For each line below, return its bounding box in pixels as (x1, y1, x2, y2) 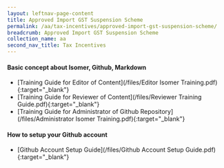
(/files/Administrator (17, 115, 74, 123)
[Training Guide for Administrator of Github (17, 108, 139, 116)
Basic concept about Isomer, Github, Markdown (7, 63, 147, 71)
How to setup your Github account (7, 130, 108, 139)
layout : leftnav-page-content (7, 10, 94, 17)
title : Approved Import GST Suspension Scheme (7, 16, 143, 23)
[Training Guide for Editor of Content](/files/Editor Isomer (17, 78, 180, 86)
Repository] (140, 108, 174, 116)
